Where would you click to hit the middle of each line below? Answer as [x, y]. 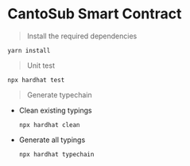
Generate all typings [52, 140]
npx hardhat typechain [56, 154]
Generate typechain [59, 95]
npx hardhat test [36, 80]
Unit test [41, 65]
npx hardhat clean [49, 125]
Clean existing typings [55, 110]
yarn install [29, 50]
